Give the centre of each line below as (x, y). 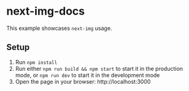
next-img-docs (45, 11)
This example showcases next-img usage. (59, 28)
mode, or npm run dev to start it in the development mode (87, 75)
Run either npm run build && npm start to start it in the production (99, 68)
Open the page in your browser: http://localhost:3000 (83, 81)
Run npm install (36, 62)
